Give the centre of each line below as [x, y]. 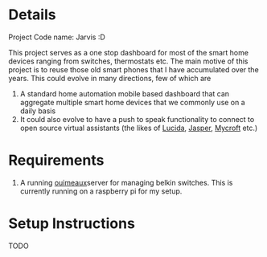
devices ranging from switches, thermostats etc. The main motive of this [128, 61]
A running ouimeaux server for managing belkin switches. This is [126, 182]
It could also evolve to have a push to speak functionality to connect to [137, 119]
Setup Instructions [72, 224]
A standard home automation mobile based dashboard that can [125, 93]
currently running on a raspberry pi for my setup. [101, 191]
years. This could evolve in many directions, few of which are [110, 78]
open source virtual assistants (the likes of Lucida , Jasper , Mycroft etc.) [139, 128]
